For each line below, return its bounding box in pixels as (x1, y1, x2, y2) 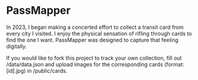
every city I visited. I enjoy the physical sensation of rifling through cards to (6, 29, 192, 37)
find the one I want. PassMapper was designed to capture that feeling (6, 36, 179, 43)
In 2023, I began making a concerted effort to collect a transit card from (6, 23, 184, 31)
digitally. (6, 43, 27, 50)
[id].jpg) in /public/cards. (6, 67, 68, 74)
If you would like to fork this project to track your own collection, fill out (6, 54, 182, 61)
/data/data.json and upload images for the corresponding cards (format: (6, 61, 185, 68)
